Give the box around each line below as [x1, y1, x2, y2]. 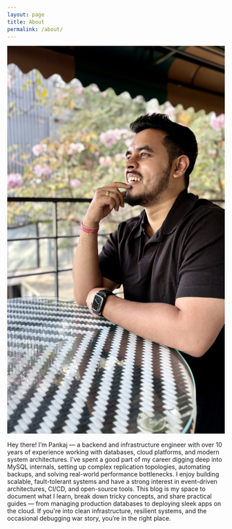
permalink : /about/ [7, 26, 64, 33]
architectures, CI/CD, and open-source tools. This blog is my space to [7, 485, 206, 493]
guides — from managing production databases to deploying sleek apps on [7, 499, 222, 508]
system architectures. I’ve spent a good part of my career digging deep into [7, 456, 222, 464]
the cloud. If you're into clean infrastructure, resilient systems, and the [7, 507, 207, 515]
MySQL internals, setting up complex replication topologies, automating [7, 463, 211, 471]
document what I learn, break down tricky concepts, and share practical [7, 492, 212, 501]
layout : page [7, 11, 45, 18]
